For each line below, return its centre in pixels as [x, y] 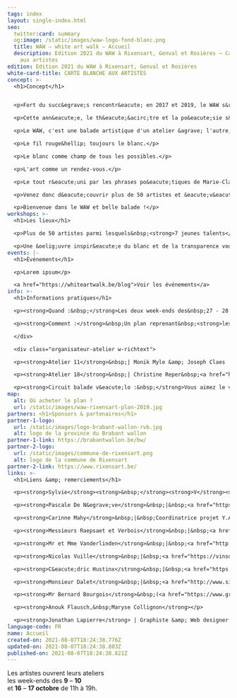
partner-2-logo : [31, 447]
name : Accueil [28, 633]
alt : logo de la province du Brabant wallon [80, 434]
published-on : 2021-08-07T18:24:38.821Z [68, 653]
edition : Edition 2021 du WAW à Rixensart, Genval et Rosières [102, 67]
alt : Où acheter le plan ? [53, 401]
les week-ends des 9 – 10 [44, 681]
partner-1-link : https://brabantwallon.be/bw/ [77, 440]
